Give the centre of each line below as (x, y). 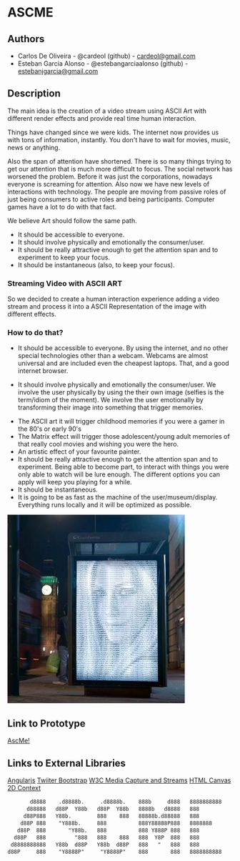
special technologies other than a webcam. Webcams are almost (113, 356)
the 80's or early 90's (50, 429)
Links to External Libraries (67, 763)
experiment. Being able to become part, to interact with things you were (123, 467)
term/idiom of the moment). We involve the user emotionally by (110, 400)
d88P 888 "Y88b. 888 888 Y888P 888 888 (108, 831)
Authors (26, 39)
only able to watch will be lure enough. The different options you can (119, 474)
